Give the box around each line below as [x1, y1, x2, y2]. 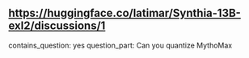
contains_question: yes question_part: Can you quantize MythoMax [8, 40, 233, 50]
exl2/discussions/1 [8, 19, 106, 33]
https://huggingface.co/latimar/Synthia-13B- [8, 6, 241, 20]
